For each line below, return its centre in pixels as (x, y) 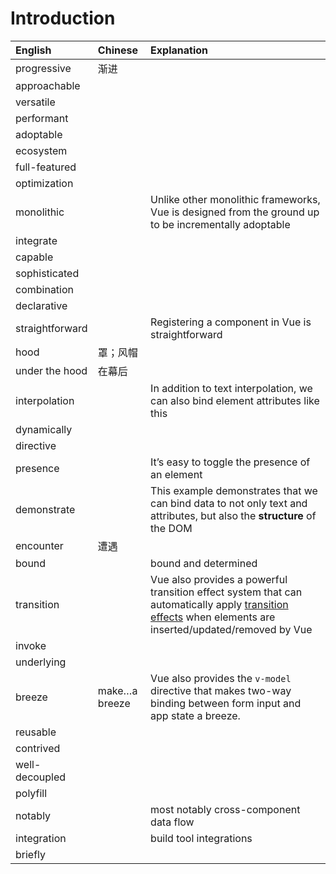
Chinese (117, 50)
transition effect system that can (226, 592)
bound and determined (204, 563)
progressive (43, 68)
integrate (36, 240)
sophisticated (47, 273)
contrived (38, 748)
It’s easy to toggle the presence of (230, 462)
